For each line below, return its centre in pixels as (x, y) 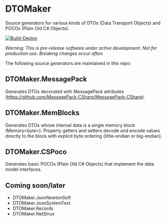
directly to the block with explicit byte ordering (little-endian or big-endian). (84, 136)
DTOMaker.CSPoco (36, 152)
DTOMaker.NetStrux (33, 214)
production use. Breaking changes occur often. (54, 53)
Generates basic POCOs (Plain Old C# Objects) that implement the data (80, 164)
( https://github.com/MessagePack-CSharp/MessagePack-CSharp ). (75, 97)
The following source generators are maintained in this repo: (68, 63)
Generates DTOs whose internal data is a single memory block (70, 125)
